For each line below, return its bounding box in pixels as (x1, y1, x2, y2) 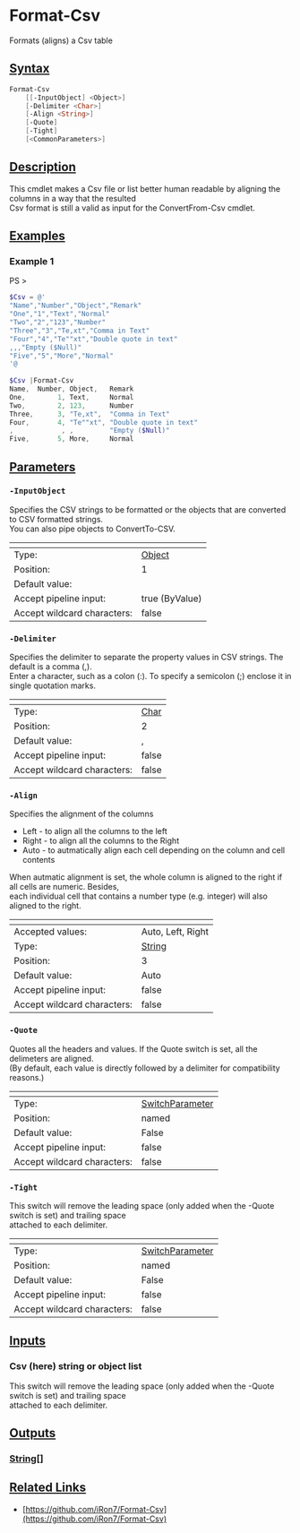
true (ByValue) (141, 592, 202, 605)
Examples (9, 228, 65, 244)
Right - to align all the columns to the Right (21, 835, 180, 847)
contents (21, 855, 56, 866)
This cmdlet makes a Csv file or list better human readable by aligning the (9, 183, 281, 194)
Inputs (9, 1333, 47, 1348)
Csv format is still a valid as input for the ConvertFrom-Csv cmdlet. (9, 202, 255, 213)
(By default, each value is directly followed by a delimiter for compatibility (9, 1063, 280, 1073)
